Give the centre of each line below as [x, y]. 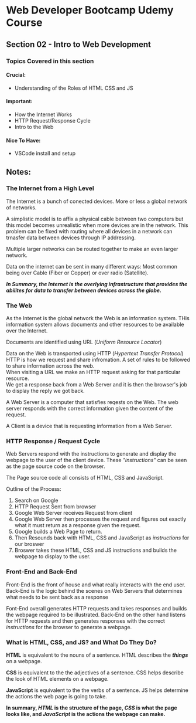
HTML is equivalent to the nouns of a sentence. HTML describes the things [97, 655]
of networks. [21, 207]
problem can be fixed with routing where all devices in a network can [89, 231]
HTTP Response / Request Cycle [53, 442]
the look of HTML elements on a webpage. [58, 678]
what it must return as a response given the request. [78, 525]
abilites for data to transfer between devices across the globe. [84, 290]
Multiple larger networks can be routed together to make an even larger [92, 249]
